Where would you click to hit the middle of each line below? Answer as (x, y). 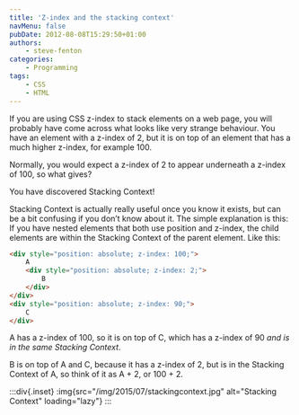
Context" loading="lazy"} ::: (61, 402)
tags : (19, 76)
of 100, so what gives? (51, 174)
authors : (26, 43)
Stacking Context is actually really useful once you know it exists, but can (145, 208)
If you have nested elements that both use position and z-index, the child (145, 228)
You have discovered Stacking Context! (82, 191)
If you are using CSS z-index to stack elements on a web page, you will (141, 119)
